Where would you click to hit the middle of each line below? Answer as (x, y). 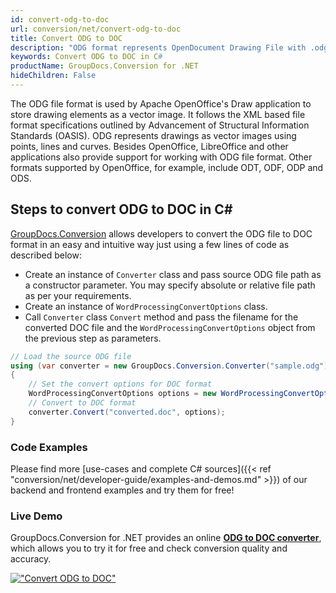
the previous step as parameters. (93, 338)
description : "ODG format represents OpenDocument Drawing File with (158, 47)
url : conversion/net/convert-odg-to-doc (96, 29)
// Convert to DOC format (82, 403)
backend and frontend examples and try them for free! (122, 490)
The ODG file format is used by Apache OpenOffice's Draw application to (161, 103)
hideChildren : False (53, 76)
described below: (46, 255)
